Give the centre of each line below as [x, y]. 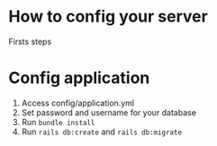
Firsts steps [30, 41]
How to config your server [108, 17]
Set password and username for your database [109, 112]
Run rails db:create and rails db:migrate [101, 132]
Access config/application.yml [78, 103]
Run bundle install [58, 122]
